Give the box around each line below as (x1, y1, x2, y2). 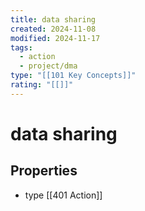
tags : (10, 42, 33, 53)
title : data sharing (10, 14, 97, 25)
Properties (10, 162, 78, 180)
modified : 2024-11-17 (10, 33, 101, 43)
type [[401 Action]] (24, 189, 103, 201)
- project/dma (19, 61, 78, 71)
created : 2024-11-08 (10, 24, 97, 34)
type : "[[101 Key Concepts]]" (10, 71, 137, 81)
